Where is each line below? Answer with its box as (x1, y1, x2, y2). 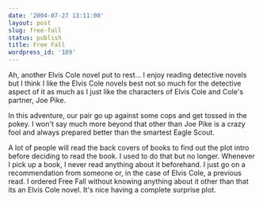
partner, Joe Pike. (8, 96, 66, 105)
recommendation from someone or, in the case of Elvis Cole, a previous (8, 168, 242, 177)
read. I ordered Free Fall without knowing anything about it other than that (8, 177, 250, 186)
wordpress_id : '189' (8, 48, 77, 56)
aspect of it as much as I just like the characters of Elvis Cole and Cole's (8, 87, 244, 96)
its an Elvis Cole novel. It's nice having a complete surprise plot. (8, 185, 216, 194)
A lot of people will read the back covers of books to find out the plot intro (8, 143, 250, 152)
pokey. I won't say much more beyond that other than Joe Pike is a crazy (8, 120, 246, 128)
